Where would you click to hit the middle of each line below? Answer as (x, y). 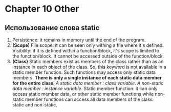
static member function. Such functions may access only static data (84, 72)
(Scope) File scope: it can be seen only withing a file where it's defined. (88, 45)
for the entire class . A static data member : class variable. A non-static (88, 83)
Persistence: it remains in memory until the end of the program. (79, 40)
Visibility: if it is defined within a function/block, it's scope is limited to (86, 51)
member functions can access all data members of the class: (89, 99)
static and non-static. (35, 105)
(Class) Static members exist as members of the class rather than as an (88, 61)
